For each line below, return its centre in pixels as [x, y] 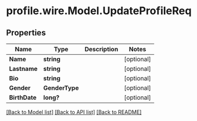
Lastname [23, 69]
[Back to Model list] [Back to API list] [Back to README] [74, 112]
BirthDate [23, 97]
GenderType [61, 88]
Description [101, 49]
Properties [26, 33]
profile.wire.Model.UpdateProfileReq [99, 11]
